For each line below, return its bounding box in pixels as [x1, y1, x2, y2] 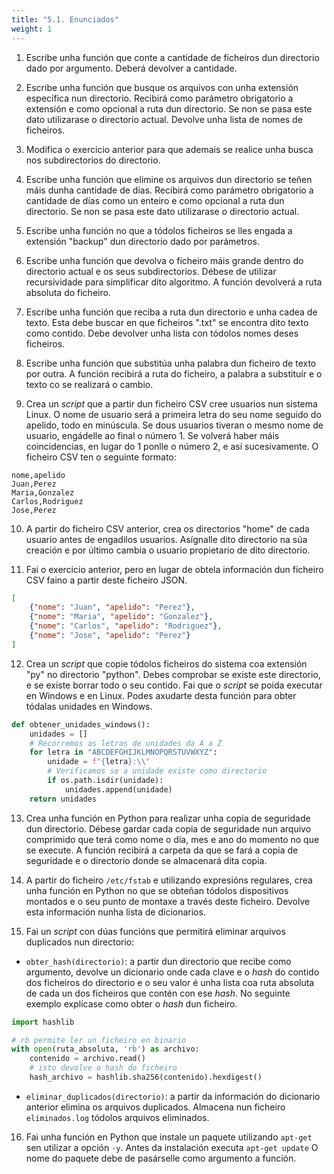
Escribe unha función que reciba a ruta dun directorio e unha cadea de [25, 306, 318, 318]
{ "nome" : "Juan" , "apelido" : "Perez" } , [29, 602, 196, 613]
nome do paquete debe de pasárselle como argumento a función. [25, 1152, 297, 1164]
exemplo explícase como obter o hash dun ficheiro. [25, 997, 238, 1010]
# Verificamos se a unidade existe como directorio [47, 766, 268, 776]
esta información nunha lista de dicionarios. [25, 906, 206, 918]
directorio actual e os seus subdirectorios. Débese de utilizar [25, 265, 277, 277]
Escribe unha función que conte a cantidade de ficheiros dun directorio [25, 51, 320, 63]
